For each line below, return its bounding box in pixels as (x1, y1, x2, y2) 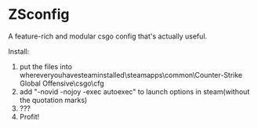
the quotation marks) (19, 95, 88, 104)
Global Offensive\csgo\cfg (19, 79, 104, 88)
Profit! (19, 112, 40, 121)
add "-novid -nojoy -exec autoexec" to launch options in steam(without (19, 86, 250, 96)
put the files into (19, 61, 73, 71)
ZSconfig (8, 5, 70, 24)
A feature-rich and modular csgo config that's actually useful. (8, 31, 208, 41)
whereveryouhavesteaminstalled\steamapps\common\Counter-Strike (19, 70, 243, 79)
